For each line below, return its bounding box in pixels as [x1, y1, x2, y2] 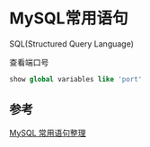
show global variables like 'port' [9, 74, 143, 83]
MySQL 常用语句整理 [9, 127, 87, 138]
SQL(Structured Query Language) [9, 38, 135, 49]
